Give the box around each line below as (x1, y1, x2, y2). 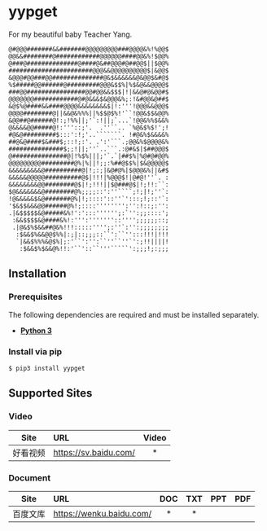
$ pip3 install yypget (8, 364, 85, 372)
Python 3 (20, 325, 53, 336)
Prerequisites (8, 292, 63, 303)
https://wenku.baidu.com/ (53, 507, 152, 519)
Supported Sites (8, 386, 93, 401)
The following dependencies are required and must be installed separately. (8, 309, 260, 319)
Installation (8, 267, 67, 281)
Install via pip (8, 345, 63, 357)
